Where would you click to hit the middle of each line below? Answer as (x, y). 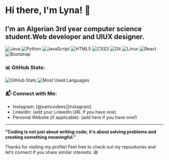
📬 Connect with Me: (31, 94)
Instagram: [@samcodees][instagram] (52, 106)
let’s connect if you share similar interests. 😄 (52, 152)
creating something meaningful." (41, 137)
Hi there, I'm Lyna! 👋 (48, 10)
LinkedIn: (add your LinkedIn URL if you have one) (64, 112)
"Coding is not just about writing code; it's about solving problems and (81, 132)
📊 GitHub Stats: (25, 67)
